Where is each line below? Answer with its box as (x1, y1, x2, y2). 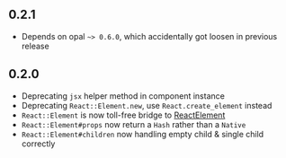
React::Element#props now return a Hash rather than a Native (21, 118, 246, 129)
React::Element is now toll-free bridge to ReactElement (21, 110, 226, 120)
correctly (21, 138, 56, 149)
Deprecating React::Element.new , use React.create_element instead (21, 100, 273, 110)
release (21, 40, 50, 51)
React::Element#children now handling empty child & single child (21, 128, 264, 139)
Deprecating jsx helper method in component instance (21, 90, 226, 101)
